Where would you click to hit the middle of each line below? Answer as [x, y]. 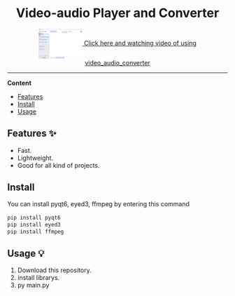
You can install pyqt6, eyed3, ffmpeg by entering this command [99, 204]
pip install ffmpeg [36, 232]
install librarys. [38, 278]
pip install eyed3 [34, 225]
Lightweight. [35, 158]
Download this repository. [55, 270]
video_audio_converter [117, 62]
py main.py [33, 285]
